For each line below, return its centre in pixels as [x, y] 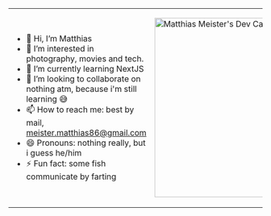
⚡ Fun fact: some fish [66, 163]
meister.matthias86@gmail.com [86, 133]
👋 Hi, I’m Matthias [59, 38]
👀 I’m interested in [60, 49]
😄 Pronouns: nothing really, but [86, 143]
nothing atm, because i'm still [81, 89]
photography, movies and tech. [85, 58]
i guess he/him [54, 153]
